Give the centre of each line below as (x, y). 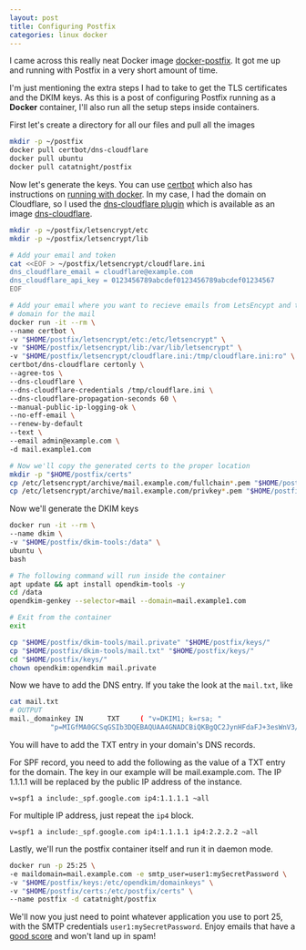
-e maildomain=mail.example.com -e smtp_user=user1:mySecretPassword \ (148, 874)
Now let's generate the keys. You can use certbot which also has (131, 184)
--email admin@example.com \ (65, 441)
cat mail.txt (34, 702)
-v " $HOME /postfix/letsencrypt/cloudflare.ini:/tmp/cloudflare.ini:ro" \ (153, 356)
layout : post (34, 18)
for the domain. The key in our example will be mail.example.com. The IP (146, 771)
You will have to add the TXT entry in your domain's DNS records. (133, 744)
